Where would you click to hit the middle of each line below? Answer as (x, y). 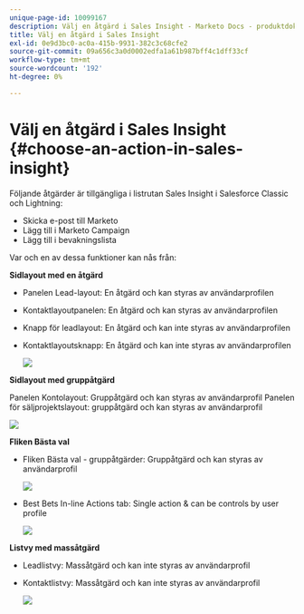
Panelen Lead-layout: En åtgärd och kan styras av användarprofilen (148, 292)
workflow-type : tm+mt (50, 60)
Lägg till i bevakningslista (70, 239)
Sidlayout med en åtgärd (57, 275)
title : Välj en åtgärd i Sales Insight (85, 34)
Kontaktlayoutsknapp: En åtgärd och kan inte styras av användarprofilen (157, 345)
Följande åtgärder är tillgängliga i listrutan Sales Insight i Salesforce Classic (149, 193)
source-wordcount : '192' (56, 69)
